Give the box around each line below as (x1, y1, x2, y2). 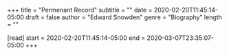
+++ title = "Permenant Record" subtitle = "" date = (7, 6, 153, 14)
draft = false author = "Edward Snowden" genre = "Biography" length (25, 13, 222, 21)
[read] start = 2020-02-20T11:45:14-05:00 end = (7, 34, 146, 42)
